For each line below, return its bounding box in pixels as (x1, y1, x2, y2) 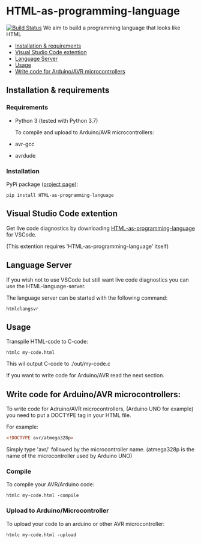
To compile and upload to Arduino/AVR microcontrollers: (14, 128, 154, 136)
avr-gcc (14, 140, 35, 147)
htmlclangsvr (6, 306, 39, 312)
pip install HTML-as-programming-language (6, 192, 114, 198)
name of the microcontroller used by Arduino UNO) (6, 453, 133, 460)
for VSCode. (6, 230, 37, 238)
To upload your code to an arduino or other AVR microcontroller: (6, 520, 165, 527)
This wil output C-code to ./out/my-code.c (6, 360, 111, 368)
